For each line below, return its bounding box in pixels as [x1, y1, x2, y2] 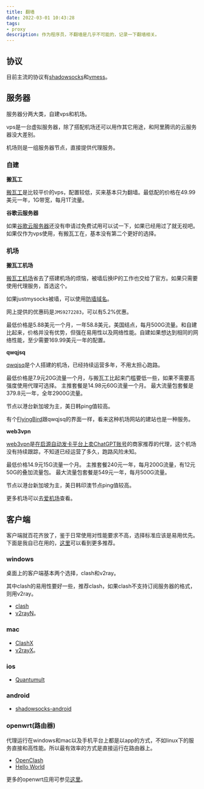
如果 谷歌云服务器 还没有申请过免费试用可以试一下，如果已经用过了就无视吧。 [6, 222, 199, 230]
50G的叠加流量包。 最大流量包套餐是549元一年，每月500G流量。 [6, 469, 171, 476]
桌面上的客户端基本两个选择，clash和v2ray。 [6, 570, 120, 577]
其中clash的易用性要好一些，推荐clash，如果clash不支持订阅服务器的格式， [6, 582, 196, 590]
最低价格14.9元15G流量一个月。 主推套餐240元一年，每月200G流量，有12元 [6, 461, 196, 468]
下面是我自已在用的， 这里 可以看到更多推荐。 [6, 539, 119, 547]
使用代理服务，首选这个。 [6, 282, 71, 290]
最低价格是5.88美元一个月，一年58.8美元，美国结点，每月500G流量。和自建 [6, 321, 197, 329]
